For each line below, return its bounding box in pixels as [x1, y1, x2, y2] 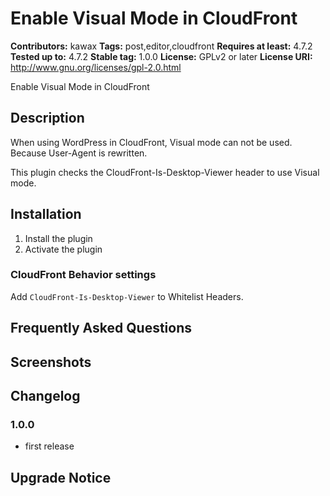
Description [10, 110, 85, 127]
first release [24, 440, 75, 452]
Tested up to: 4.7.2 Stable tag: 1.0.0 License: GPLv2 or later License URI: [10, 50, 313, 62]
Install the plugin [24, 232, 93, 244]
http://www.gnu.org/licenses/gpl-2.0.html [10, 61, 182, 73]
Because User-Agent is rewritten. [10, 147, 148, 159]
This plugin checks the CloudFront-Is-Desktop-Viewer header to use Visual [10, 166, 320, 178]
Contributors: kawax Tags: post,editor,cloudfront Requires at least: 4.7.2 [10, 40, 313, 52]
